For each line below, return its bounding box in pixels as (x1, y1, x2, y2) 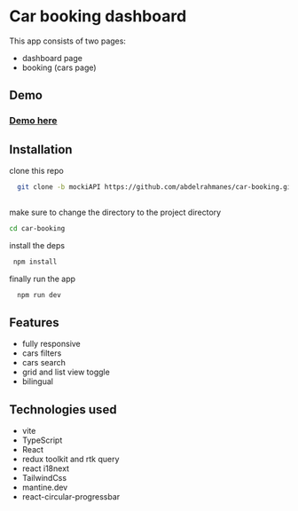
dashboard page (21, 52, 82, 63)
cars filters (21, 348, 62, 358)
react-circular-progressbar (21, 491, 121, 502)
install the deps (9, 240, 65, 250)
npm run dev (17, 290, 62, 299)
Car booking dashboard (9, 6, 187, 27)
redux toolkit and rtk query (21, 454, 120, 465)
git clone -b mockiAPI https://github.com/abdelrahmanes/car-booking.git (17, 183, 295, 192)
